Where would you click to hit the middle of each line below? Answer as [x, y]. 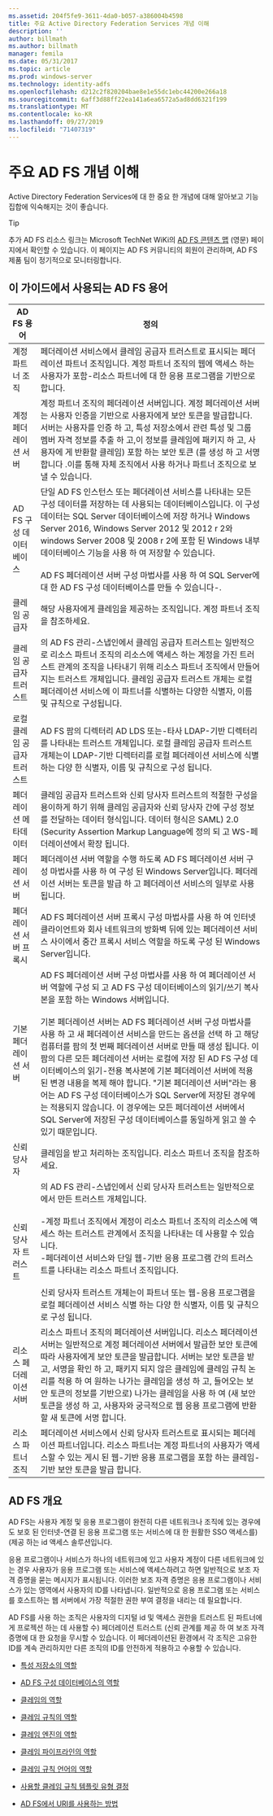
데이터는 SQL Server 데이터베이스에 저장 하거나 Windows [145, 516]
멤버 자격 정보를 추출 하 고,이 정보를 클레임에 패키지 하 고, [143, 440]
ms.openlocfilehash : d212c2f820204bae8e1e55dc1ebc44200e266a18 [118, 92]
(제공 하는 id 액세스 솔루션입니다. [61, 1543]
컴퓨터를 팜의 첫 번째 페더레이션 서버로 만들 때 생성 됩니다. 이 [149, 1046]
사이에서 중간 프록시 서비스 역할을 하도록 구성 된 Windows [155, 941]
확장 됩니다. [108, 843]
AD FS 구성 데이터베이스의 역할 [70, 1683]
